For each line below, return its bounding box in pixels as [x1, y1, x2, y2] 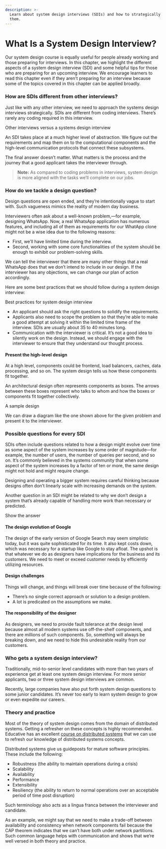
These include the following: [5, 751, 63, 757]
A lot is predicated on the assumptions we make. [12, 599, 112, 605]
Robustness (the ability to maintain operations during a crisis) [12, 761, 138, 767]
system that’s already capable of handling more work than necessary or [5, 497, 152, 504]
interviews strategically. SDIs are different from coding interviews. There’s [5, 110, 156, 116]
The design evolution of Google [5, 524, 71, 530]
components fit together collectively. [5, 393, 80, 400]
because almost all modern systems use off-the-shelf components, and [5, 627, 152, 633]
